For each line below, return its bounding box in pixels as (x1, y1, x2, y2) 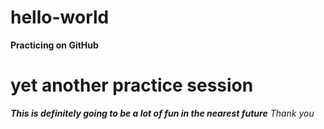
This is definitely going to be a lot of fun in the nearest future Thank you (10, 107, 315, 119)
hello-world (10, 6, 110, 29)
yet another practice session (10, 74, 254, 97)
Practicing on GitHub (10, 39, 99, 51)
